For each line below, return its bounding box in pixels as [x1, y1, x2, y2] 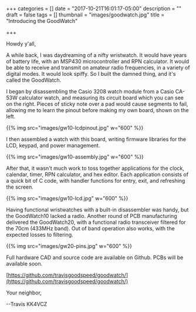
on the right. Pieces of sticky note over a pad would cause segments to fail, [6, 100, 188, 108]
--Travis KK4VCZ [6, 301, 48, 307]
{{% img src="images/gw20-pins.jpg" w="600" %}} [6, 243, 132, 249]
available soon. [6, 260, 43, 267]
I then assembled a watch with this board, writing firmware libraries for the [6, 136, 187, 143]
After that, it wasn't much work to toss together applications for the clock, [6, 165, 185, 172]
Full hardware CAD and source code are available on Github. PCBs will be [6, 254, 184, 261]
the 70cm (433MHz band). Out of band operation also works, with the [6, 225, 175, 232]
